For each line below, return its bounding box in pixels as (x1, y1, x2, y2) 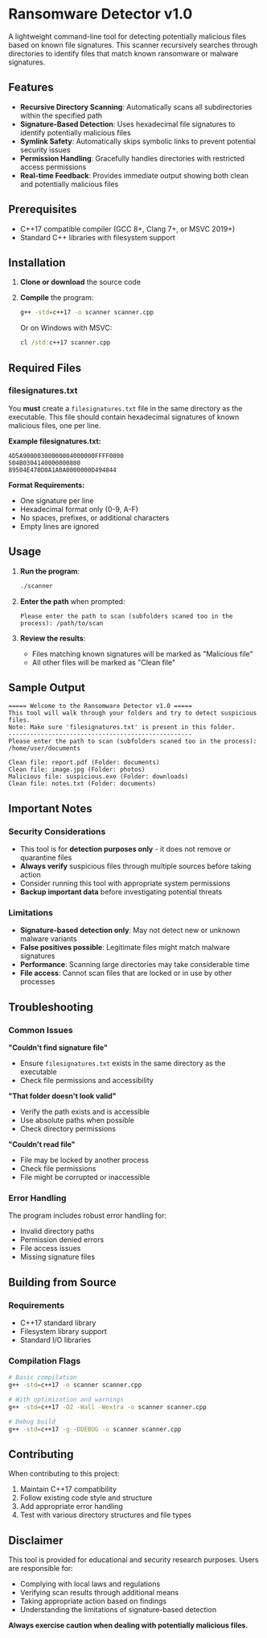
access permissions (19, 162, 87, 172)
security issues (19, 144, 71, 154)
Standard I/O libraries (19, 1335, 91, 1344)
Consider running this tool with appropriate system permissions (19, 878, 231, 888)
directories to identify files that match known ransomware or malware (8, 48, 239, 58)
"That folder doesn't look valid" (8, 1090, 117, 1101)
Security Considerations (8, 826, 106, 837)
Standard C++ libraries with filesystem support (19, 232, 175, 242)
